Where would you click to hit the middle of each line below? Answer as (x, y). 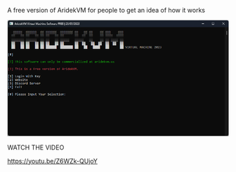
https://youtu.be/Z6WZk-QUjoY (53, 161)
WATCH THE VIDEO (36, 147)
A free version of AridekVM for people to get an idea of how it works (106, 10)
